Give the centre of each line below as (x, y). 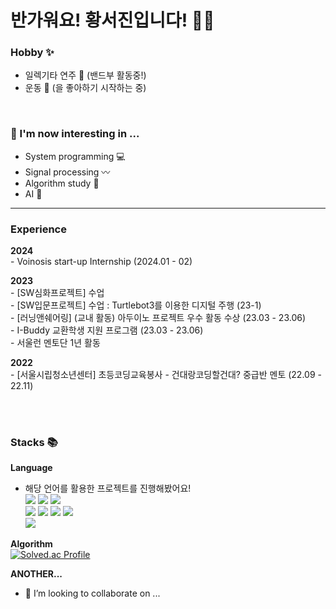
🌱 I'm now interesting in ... (75, 134)
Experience (38, 229)
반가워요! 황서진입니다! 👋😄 (112, 20)
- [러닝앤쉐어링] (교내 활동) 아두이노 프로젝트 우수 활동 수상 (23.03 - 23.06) (158, 318)
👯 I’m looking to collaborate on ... (92, 593)
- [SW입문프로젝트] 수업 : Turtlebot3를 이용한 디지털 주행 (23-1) (136, 305)
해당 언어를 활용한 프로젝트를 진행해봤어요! (108, 488)
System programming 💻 (75, 156)
